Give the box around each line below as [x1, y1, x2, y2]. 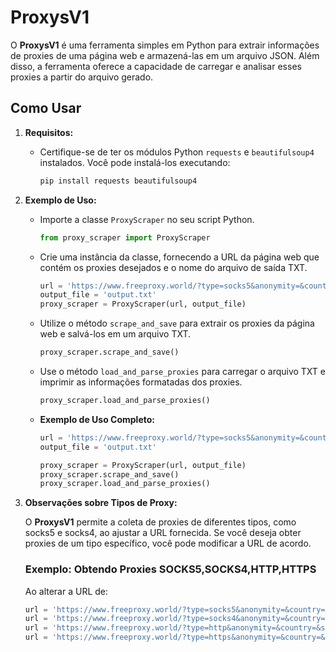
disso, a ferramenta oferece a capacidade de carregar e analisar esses [10, 60, 302, 72]
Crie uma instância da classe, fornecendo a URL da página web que [39, 251, 320, 263]
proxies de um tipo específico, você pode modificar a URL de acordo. [24, 537, 312, 550]
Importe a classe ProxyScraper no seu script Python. [39, 213, 255, 225]
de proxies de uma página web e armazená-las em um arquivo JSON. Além [10, 49, 320, 61]
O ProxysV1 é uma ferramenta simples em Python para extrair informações [10, 39, 320, 51]
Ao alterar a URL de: [24, 585, 109, 597]
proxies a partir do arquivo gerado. [10, 71, 154, 83]
